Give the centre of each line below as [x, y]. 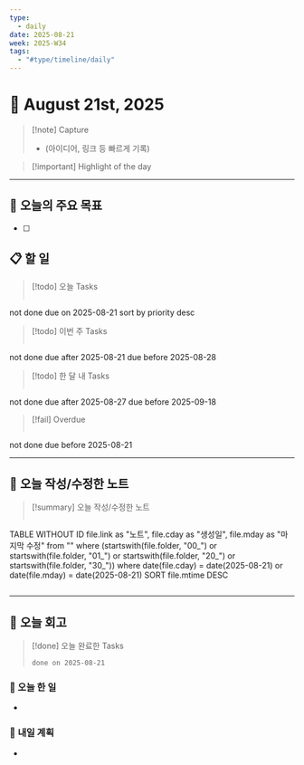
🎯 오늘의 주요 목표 [56, 206]
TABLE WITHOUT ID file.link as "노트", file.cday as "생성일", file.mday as [142, 534]
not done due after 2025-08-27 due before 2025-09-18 [113, 402]
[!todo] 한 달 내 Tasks [71, 376]
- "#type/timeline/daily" [66, 60]
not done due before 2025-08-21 [71, 445]
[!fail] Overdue [58, 419]
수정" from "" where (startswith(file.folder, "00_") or [121, 546]
